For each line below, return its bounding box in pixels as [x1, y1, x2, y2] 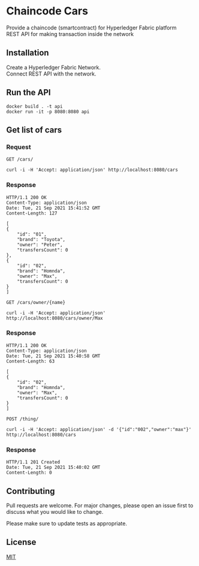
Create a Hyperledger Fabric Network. [6, 64, 101, 71]
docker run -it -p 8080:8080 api [6, 109, 90, 115]
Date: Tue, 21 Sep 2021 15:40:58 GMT [6, 353, 101, 359]
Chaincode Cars [6, 4, 89, 18]
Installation [6, 48, 49, 58]
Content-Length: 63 [6, 358, 55, 364]
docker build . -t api [6, 103, 63, 109]
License [6, 537, 37, 547]
